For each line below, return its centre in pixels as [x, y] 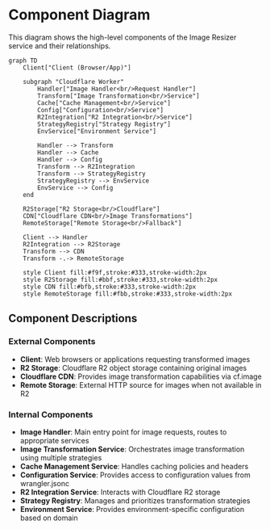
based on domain [49, 518]
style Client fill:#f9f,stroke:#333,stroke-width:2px [115, 272]
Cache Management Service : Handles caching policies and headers [134, 466]
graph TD [23, 61]
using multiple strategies [61, 457]
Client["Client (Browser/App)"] [77, 67]
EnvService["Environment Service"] [97, 131]
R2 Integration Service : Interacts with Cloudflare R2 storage [120, 492]
